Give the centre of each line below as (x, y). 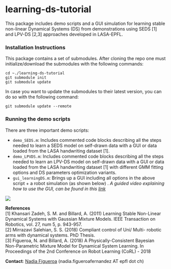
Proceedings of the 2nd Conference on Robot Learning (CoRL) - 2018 (78, 251)
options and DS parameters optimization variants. (64, 172)
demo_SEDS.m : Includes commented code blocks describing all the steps (87, 140)
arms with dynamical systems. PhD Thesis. (50, 235)
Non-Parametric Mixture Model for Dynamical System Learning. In (75, 246)
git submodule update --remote (38, 106)
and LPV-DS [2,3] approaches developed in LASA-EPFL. (64, 34)
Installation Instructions (35, 47)
